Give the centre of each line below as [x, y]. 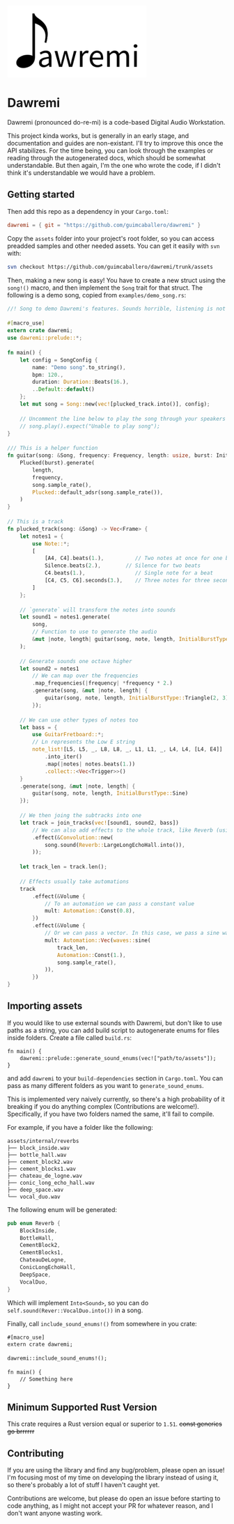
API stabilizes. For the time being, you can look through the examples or [110, 150]
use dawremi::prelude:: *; [45, 338]
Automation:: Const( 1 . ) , [92, 955]
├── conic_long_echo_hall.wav [51, 1183]
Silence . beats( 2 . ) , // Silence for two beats [122, 566]
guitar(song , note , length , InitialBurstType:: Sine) [110, 793]
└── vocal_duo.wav [34, 1197]
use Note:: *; [51, 544]
